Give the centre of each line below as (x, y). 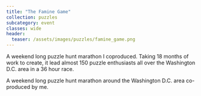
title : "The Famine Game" (38, 12)
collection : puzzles (32, 17)
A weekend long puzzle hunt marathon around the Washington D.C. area (95, 80)
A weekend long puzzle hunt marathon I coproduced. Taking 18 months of (97, 56)
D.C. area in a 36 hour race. (40, 69)
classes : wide (24, 28)
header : (16, 34)
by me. (40, 87)
